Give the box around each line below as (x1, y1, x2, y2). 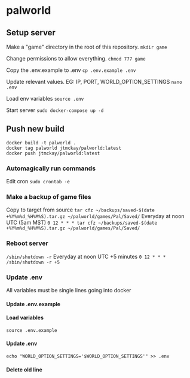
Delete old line (6, 366, 43, 373)
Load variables (6, 314, 44, 321)
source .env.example (6, 327, 58, 333)
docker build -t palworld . (6, 140, 76, 146)
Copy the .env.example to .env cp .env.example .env (6, 66, 136, 74)
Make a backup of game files (6, 193, 91, 201)
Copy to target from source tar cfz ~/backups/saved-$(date (6, 206, 155, 213)
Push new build (6, 124, 65, 134)
